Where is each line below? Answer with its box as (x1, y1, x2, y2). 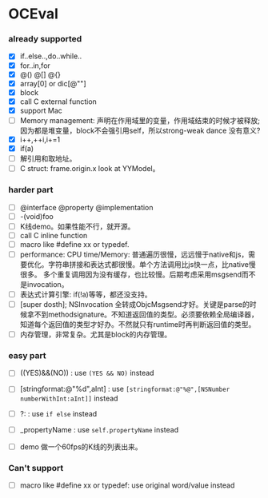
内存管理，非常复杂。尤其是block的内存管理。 (19, 329, 172, 340)
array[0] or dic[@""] (19, 78, 86, 88)
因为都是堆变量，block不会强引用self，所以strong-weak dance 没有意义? (19, 125, 261, 135)
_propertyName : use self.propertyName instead (19, 424, 179, 434)
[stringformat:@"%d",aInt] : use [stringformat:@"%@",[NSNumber (19, 384, 230, 394)
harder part (8, 185, 54, 196)
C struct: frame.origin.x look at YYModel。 (19, 164, 160, 173)
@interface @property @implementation (19, 202, 154, 212)
